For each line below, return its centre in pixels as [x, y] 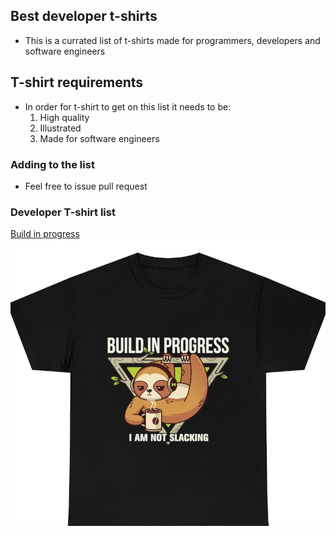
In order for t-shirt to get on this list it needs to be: [128, 106]
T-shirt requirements [77, 82]
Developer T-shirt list [63, 212]
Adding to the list [52, 164]
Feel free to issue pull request [86, 186]
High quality [64, 117]
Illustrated [60, 128]
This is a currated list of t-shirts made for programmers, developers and [172, 40]
